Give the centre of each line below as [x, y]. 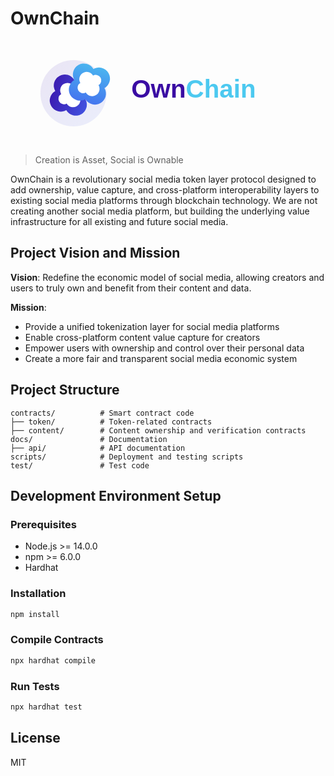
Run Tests [35, 686]
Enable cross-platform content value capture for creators [142, 337]
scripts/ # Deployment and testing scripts [127, 457]
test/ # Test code [80, 465]
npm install [35, 614]
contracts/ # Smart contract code [102, 413]
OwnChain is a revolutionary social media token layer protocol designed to [163, 179]
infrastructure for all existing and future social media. [119, 221]
